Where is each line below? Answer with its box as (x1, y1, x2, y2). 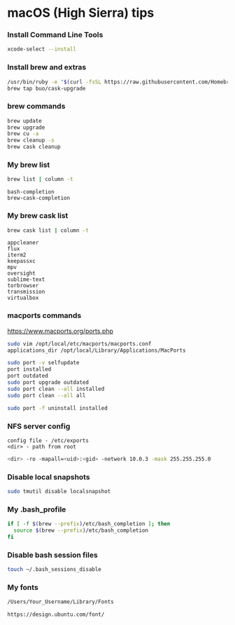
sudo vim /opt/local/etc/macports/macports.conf (7, 340, 152, 348)
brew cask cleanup (7, 144, 61, 151)
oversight (7, 270, 36, 277)
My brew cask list (7, 211, 69, 221)
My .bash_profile (7, 504, 66, 514)
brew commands (7, 102, 66, 111)
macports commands (7, 310, 82, 320)
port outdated (7, 373, 49, 380)
